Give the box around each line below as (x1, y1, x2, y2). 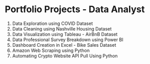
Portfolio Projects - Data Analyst (5, 4, 145, 15)
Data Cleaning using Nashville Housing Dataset (12, 25, 112, 31)
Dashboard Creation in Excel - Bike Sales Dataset (12, 42, 116, 48)
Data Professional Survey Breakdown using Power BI (12, 37, 124, 43)
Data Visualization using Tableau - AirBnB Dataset (12, 31, 118, 37)
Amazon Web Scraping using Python (12, 47, 90, 53)
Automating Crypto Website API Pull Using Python (12, 52, 118, 59)
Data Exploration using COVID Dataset (12, 20, 93, 26)
